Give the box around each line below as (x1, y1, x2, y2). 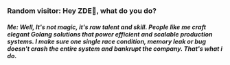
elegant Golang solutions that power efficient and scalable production (7, 30, 213, 38)
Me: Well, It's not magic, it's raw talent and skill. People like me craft (7, 23, 207, 31)
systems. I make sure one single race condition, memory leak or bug (7, 37, 207, 45)
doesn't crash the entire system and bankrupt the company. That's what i (7, 44, 223, 53)
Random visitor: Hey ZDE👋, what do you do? (7, 6, 157, 16)
